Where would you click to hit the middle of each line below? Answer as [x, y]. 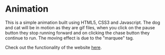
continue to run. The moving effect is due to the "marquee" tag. [69, 38]
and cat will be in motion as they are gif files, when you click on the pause [80, 27]
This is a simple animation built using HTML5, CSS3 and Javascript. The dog [82, 22]
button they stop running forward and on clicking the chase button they [78, 33]
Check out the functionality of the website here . [53, 47]
